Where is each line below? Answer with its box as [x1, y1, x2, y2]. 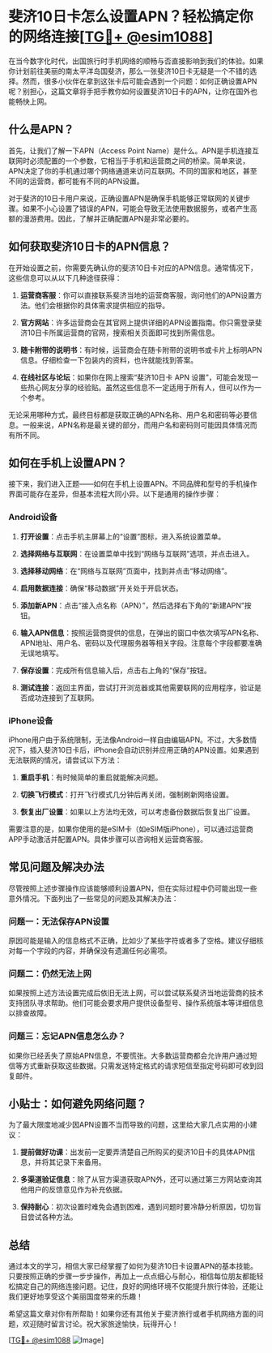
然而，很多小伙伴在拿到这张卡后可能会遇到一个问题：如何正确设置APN [22, 76, 257, 86]
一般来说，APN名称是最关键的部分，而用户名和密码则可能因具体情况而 [22, 419, 257, 430]
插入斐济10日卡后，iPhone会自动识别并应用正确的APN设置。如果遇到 [29, 745, 260, 754]
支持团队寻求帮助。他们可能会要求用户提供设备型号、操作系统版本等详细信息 [8, 999, 264, 1008]
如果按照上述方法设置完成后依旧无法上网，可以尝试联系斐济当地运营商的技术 [8, 988, 264, 998]
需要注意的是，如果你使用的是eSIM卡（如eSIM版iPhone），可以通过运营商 [8, 824, 253, 834]
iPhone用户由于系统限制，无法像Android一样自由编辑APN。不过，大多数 [8, 735, 250, 745]
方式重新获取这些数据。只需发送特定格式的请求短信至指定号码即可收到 [22, 1060, 257, 1071]
